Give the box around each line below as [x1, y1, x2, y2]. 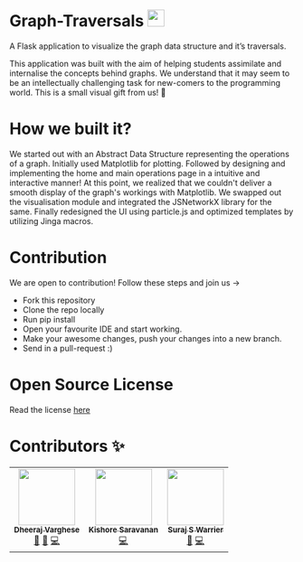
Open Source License [9, 375, 174, 395]
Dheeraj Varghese [14, 524, 80, 535]
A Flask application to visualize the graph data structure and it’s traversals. [9, 41, 287, 52]
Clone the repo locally [22, 304, 105, 315]
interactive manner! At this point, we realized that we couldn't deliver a [9, 177, 272, 188]
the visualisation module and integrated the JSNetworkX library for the [9, 196, 272, 207]
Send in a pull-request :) [22, 342, 113, 353]
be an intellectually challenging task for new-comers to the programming [9, 77, 281, 88]
